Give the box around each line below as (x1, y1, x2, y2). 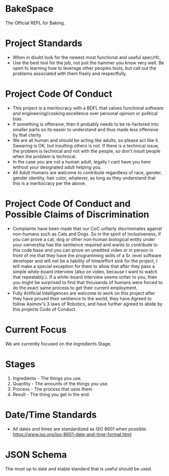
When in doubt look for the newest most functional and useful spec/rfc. (12, 54, 161, 60)
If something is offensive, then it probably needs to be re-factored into (12, 121, 159, 127)
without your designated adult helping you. (12, 164, 102, 170)
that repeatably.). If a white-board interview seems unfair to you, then (12, 274, 157, 280)
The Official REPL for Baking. (5, 20, 66, 26)
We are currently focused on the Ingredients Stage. (5, 340, 112, 347)
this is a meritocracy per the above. (12, 180, 86, 186)
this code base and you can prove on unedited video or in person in (12, 247, 154, 253)
